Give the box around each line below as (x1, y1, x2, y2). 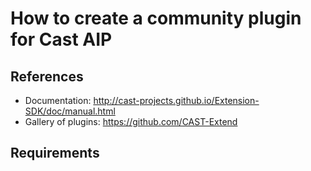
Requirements (10, 145, 100, 162)
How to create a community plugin (10, 7, 302, 30)
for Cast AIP (10, 28, 113, 51)
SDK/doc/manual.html (24, 105, 116, 117)
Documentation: (24, 95, 92, 106)
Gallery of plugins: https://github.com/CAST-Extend (24, 116, 238, 127)
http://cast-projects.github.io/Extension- (93, 95, 260, 106)
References (10, 68, 84, 85)
